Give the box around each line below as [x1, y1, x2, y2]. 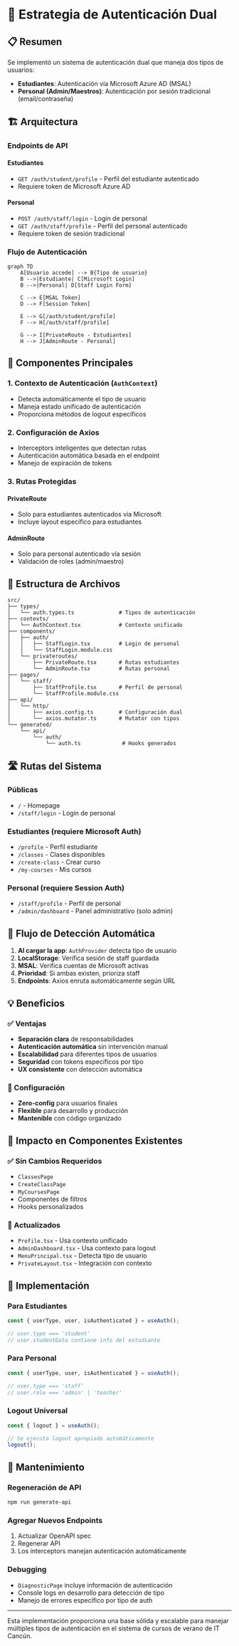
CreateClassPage [17, 1181, 66, 1188]
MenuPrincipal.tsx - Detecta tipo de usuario [17, 1252, 147, 1260]
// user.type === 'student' [7, 1330, 91, 1337]
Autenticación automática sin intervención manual [17, 1042, 169, 1050]
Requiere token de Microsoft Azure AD [17, 181, 131, 191]
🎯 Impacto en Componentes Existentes [7, 1134, 183, 1146]
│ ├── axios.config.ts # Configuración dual [7, 709, 183, 716]
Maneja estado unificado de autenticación [17, 402, 142, 411]
